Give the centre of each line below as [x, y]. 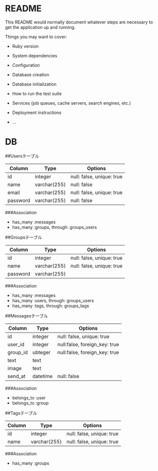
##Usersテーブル [22, 156]
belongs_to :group [30, 403]
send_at [17, 376]
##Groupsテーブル [24, 237]
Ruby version [25, 46]
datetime [42, 376]
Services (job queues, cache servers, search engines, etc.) [71, 103]
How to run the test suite [37, 93]
